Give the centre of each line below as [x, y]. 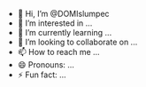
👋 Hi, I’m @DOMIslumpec [63, 14]
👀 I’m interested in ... [55, 23]
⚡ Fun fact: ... [42, 75]
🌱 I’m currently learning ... [65, 32]
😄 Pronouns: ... [46, 65]
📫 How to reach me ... [58, 52]
